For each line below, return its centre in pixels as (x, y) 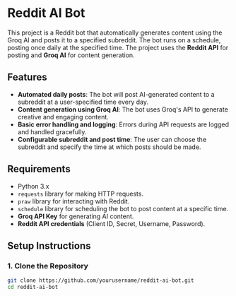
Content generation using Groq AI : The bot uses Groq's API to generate (123, 109)
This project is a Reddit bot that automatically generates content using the (115, 32)
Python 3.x (33, 186)
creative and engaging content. (63, 117)
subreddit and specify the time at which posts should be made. (109, 147)
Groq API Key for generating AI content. (76, 216)
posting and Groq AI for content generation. (71, 55)
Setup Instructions (49, 245)
